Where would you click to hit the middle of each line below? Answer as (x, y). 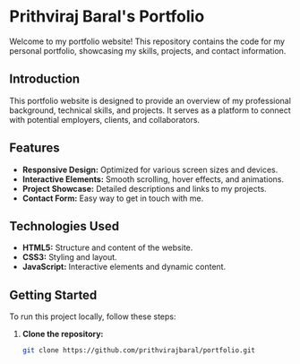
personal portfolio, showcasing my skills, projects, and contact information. (148, 50)
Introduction (45, 79)
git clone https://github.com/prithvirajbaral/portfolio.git (139, 351)
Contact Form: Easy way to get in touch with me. (113, 198)
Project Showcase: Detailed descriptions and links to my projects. (144, 188)
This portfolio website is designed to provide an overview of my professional (150, 100)
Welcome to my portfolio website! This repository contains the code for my (147, 41)
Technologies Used (64, 226)
